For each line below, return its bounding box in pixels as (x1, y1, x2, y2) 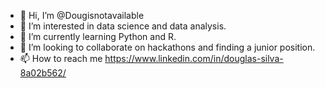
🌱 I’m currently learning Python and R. (19, 31, 177, 42)
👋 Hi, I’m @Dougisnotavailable (19, 10, 145, 21)
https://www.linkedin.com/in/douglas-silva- (104, 53, 284, 64)
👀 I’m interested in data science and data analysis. (19, 20, 227, 32)
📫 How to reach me (19, 53, 103, 64)
